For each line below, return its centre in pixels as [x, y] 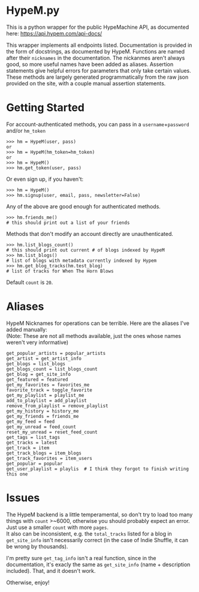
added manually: [27, 329]
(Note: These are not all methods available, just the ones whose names [94, 336]
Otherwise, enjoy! [28, 582]
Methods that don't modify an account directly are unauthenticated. [90, 234]
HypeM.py [33, 11]
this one [17, 474]
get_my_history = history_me [43, 411]
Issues [23, 498]
